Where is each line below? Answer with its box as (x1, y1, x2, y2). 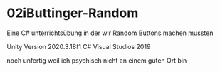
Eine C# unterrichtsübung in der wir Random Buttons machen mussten (6, 29, 214, 37)
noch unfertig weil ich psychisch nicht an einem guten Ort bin (6, 56, 187, 65)
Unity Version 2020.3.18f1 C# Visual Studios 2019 (6, 42, 151, 51)
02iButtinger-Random (6, 5, 139, 21)
